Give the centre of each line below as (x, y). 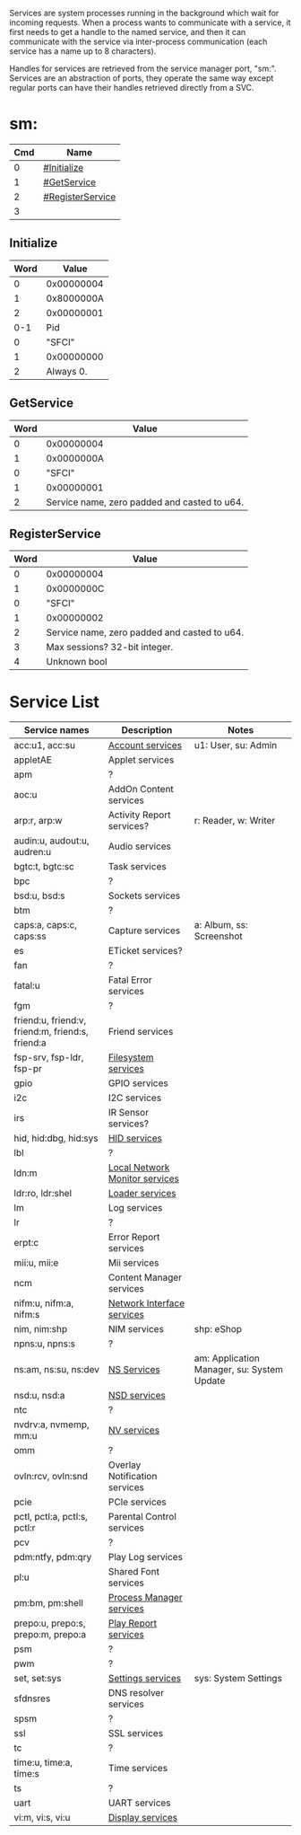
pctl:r (25, 1528)
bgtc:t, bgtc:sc (44, 867)
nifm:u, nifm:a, (44, 1303)
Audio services (140, 846)
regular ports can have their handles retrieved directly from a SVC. (132, 88)
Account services (145, 745)
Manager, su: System (239, 1370)
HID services (135, 1138)
